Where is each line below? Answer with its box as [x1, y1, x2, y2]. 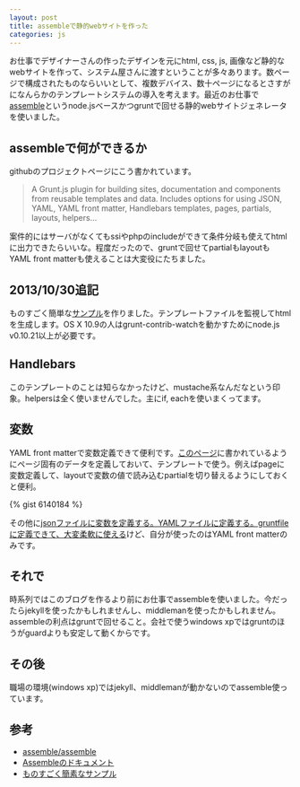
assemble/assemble [21, 747, 97, 757]
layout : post [9, 13, 58, 22]
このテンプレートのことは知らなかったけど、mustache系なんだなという [9, 381, 273, 392]
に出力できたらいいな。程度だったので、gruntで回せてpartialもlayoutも [9, 242, 270, 253]
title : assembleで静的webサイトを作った [9, 22, 149, 31]
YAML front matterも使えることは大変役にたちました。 [9, 253, 210, 265]
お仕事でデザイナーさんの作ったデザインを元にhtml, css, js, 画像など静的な [9, 56, 285, 66]
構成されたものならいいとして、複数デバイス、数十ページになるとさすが [24, 78, 291, 89]
